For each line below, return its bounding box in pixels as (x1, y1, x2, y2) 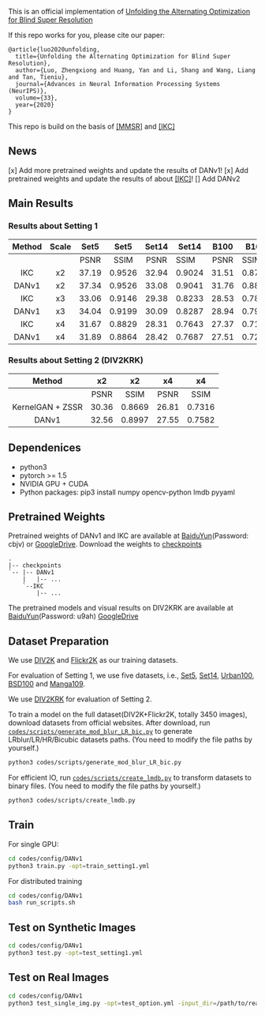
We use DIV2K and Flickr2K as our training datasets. (8, 656, 178, 665)
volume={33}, (15, 94, 58, 102)
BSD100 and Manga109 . (8, 679, 85, 689)
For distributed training (8, 876, 83, 885)
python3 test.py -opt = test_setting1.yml (8, 949, 144, 957)
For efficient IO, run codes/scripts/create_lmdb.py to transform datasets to (8, 773, 252, 783)
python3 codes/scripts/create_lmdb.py (8, 797, 136, 805)
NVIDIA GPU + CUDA (19, 479, 89, 488)
